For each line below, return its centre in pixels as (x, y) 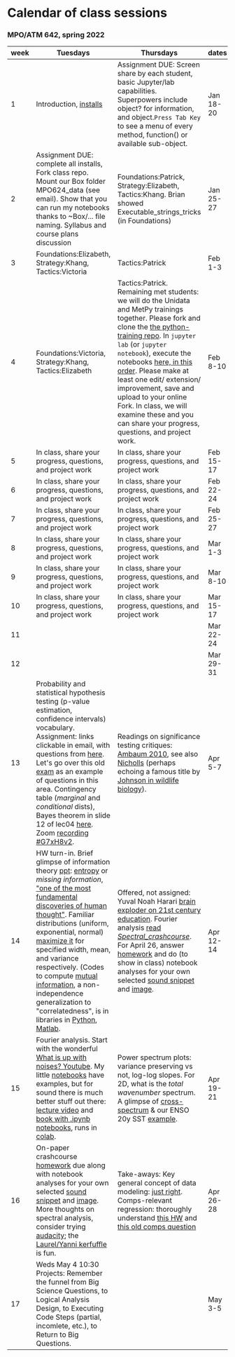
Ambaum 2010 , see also (158, 754)
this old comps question (157, 1227)
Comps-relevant (145, 1201)
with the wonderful (67, 1049)
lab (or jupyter (142, 345)
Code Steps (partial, (69, 1317)
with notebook (59, 1175)
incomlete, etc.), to (67, 1326)
